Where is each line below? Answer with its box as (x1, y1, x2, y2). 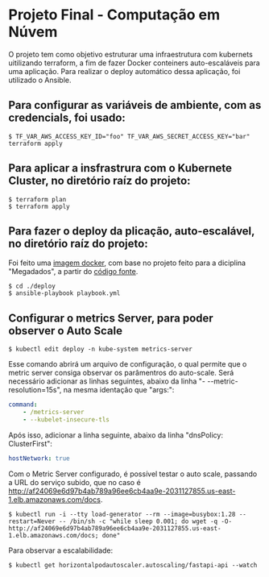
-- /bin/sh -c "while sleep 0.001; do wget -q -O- (59, 517, 232, 525)
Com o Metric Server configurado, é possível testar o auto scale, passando (8, 469, 258, 479)
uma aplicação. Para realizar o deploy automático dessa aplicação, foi (8, 66, 241, 76)
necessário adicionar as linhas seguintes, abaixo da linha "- (8, 376, 206, 386)
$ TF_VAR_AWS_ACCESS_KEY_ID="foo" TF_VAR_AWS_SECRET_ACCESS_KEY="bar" (8, 132, 250, 140)
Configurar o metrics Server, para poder (8, 311, 213, 325)
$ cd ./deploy (8, 282, 56, 291)
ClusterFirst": (8, 438, 52, 448)
